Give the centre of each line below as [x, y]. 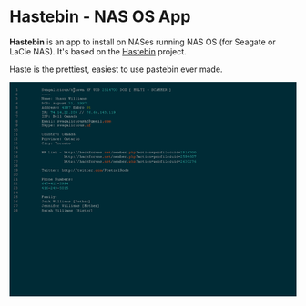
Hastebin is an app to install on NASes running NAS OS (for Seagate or [143, 42]
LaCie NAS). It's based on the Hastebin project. [98, 51]
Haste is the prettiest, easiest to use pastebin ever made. [116, 69]
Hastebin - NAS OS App [100, 17]
